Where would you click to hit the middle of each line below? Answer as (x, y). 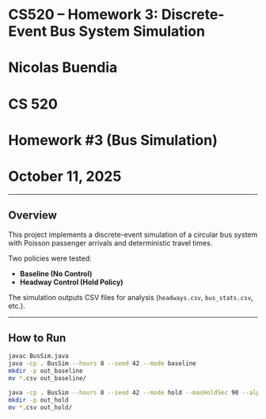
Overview (33, 215)
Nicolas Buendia (63, 68)
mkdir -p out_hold (38, 400)
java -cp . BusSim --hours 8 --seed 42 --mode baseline (102, 364)
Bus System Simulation (128, 31)
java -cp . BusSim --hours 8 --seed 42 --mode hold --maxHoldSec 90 (123, 392)
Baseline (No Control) (56, 273)
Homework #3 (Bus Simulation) (113, 140)
